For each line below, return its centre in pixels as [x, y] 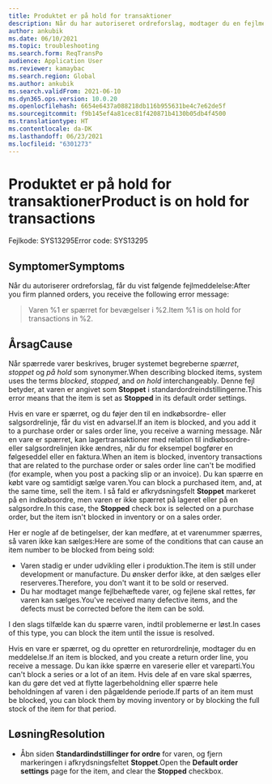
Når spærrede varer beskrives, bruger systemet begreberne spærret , [124, 364]
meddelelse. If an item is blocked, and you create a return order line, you [128, 658]
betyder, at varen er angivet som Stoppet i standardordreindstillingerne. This [135, 390]
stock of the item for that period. [62, 709]
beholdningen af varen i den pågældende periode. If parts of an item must [131, 692]
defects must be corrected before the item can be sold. [112, 609]
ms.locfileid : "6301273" [50, 144]
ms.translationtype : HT [49, 121]
